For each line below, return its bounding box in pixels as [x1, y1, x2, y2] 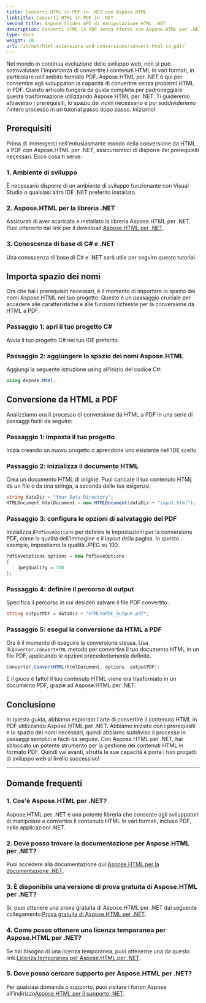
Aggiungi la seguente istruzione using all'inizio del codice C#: [6, 366, 162, 373]
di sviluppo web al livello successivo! [6, 755, 100, 762]
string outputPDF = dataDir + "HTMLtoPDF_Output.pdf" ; [6, 611, 150, 617]
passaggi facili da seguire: [6, 417, 73, 425]
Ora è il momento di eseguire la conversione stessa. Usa [6, 639, 149, 647]
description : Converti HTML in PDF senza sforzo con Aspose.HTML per [6, 26, 188, 33]
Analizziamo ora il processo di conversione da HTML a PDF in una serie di [6, 410, 193, 418]
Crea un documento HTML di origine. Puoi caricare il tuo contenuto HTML [6, 476, 193, 483]
